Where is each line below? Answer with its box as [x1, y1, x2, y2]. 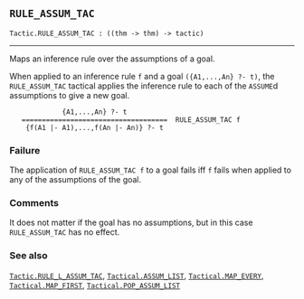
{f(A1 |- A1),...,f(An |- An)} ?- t [25, 123, 165, 132]
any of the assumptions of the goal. [9, 174, 142, 185]
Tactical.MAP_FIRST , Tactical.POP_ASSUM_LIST [9, 279, 181, 290]
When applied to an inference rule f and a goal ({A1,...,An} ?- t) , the [9, 70, 275, 81]
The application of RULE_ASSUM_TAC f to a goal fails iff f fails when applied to [9, 164, 292, 175]
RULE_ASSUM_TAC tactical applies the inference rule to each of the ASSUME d [9, 80, 279, 91]
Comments [9, 197, 59, 210]
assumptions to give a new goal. [9, 89, 129, 100]
